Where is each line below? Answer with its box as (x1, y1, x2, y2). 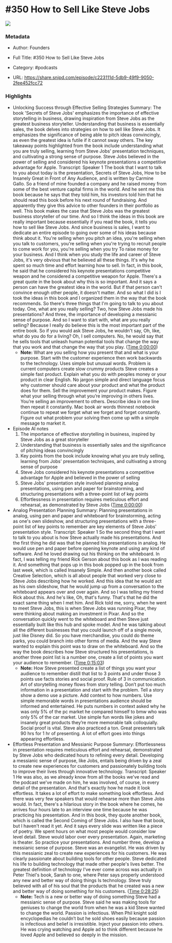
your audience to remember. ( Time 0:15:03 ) (12, 659, 105, 665)
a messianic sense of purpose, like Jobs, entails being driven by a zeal (12, 757, 162, 764)
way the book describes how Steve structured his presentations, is (12, 648, 154, 655)
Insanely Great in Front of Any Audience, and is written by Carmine (12, 175, 154, 181)
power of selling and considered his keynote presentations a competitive (12, 159, 166, 165)
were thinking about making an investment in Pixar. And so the (12, 611, 144, 617)
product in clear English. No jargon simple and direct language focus (20, 376, 165, 383)
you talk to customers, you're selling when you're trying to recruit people (12, 240, 166, 246)
